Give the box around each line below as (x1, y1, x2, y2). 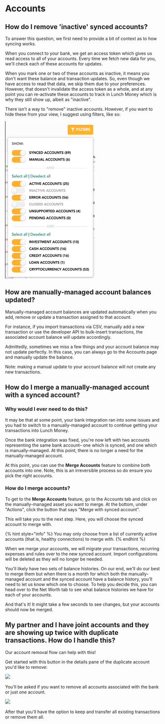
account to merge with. (5, 521, 52, 527)
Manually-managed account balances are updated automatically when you (5, 309, 157, 315)
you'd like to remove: (5, 664, 48, 670)
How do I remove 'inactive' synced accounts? (5, 23, 148, 31)
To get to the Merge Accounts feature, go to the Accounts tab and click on (5, 496, 157, 502)
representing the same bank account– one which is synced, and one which (5, 442, 157, 448)
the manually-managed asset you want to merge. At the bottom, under (5, 501, 148, 507)
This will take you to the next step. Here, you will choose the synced (5, 516, 143, 522)
